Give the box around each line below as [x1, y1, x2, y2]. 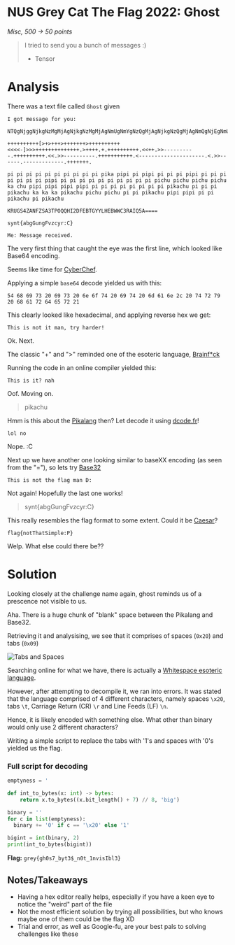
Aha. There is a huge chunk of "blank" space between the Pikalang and [7, 610, 213, 619]
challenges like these [17, 930, 79, 938]
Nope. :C [7, 442, 33, 450]
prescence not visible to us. [7, 597, 87, 605]
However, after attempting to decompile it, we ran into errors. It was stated [7, 687, 222, 695]
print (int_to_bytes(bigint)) [7, 841, 92, 848]
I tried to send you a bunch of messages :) [24, 41, 147, 49]
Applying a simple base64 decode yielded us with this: [7, 278, 162, 287]
